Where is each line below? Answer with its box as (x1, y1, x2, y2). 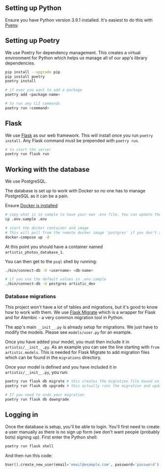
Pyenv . (5, 22, 19, 28)
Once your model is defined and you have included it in (5, 364, 117, 370)
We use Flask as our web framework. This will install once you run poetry (5, 132, 153, 138)
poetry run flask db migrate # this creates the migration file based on (5, 379, 160, 384)
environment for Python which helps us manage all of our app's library (5, 55, 148, 61)
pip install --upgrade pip (5, 69, 60, 74)
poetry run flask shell (5, 443, 54, 448)
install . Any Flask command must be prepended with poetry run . (5, 137, 139, 143)
